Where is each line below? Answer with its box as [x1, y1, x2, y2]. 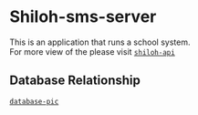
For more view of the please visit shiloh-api [9, 46, 175, 57]
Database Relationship [9, 73, 141, 89]
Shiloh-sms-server [9, 6, 157, 27]
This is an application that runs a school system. [9, 37, 191, 47]
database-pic [9, 97, 59, 106]
